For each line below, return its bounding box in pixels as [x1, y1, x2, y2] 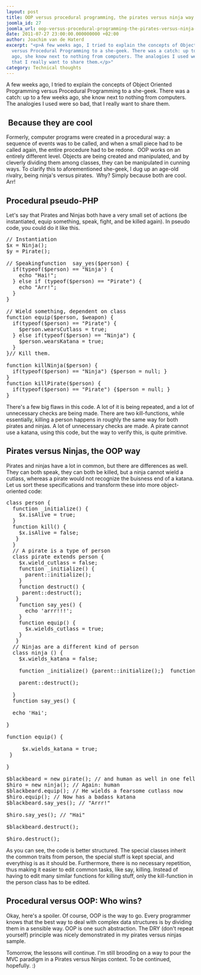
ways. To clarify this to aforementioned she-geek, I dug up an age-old [6, 166, 179, 173]
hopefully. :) [6, 962, 36, 969]
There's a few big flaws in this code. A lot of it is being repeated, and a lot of [6, 403, 194, 410]
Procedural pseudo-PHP [6, 196, 99, 206]
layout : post [6, 8, 39, 15]
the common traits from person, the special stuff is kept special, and [6, 853, 175, 860]
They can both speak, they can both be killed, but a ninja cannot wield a [6, 468, 184, 475]
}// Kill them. [6, 350, 51, 357]
